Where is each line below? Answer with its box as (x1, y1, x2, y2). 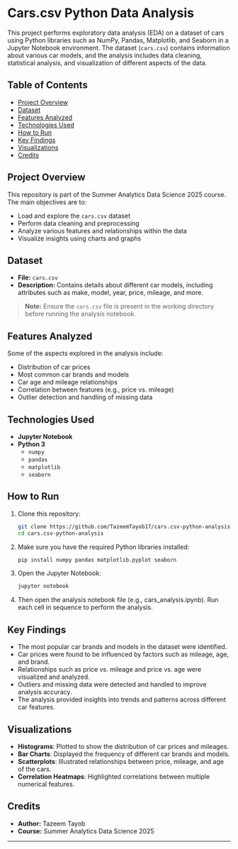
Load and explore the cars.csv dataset (17, 211, 131, 220)
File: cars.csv (17, 273, 58, 282)
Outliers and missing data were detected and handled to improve (17, 680, 207, 689)
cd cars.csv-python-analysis (17, 530, 104, 537)
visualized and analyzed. (17, 672, 90, 682)
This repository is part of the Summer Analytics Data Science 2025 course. (7, 190, 227, 199)
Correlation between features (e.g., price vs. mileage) (17, 385, 174, 394)
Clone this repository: (17, 509, 81, 518)
